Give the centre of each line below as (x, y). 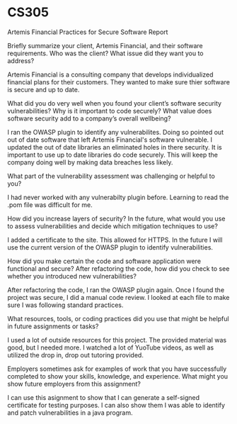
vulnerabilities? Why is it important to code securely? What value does (110, 111)
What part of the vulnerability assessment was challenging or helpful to (111, 176)
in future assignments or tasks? (53, 326)
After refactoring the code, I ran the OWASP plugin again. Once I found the (116, 290)
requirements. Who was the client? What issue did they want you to (105, 53)
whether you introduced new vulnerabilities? (72, 276)
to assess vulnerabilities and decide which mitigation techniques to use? (112, 226)
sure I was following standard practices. (65, 305)
